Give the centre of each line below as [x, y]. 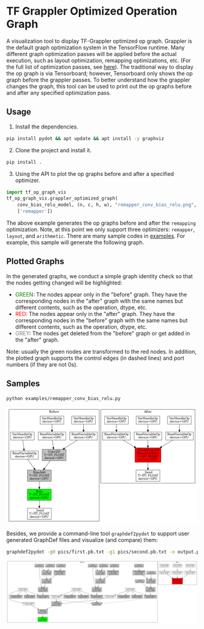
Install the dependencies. [47, 127]
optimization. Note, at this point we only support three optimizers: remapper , [101, 229]
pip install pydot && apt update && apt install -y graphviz [85, 138]
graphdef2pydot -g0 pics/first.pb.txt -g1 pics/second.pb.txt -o [90, 552]
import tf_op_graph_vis [36, 192]
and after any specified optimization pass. [59, 93]
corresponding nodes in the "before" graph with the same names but [101, 320]
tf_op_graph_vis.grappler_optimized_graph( [62, 199]
